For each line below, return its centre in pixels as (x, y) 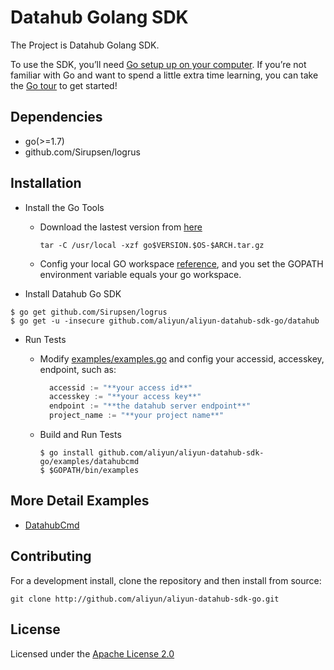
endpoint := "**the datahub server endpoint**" (150, 406)
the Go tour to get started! (64, 85)
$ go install (67, 453)
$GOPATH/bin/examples (94, 471)
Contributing (51, 556)
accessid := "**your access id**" (120, 387)
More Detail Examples (80, 501)
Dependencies (56, 117)
